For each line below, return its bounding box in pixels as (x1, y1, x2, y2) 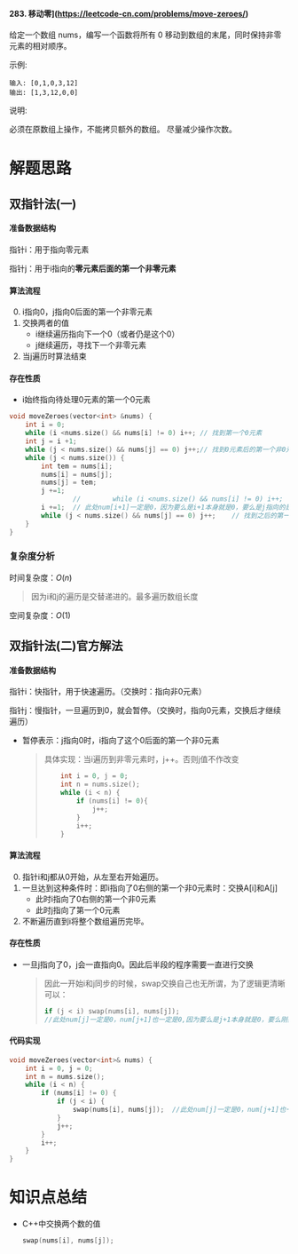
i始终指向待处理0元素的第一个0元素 (21, 394, 151, 405)
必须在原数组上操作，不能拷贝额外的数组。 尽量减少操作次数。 (9, 124, 237, 135)
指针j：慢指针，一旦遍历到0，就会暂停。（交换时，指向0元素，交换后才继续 (9, 705, 282, 716)
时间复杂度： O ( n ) (9, 572, 73, 583)
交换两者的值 (21, 318, 69, 329)
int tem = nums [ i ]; (41, 462, 114, 471)
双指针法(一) (9, 196, 77, 211)
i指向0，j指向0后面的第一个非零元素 (21, 306, 153, 317)
